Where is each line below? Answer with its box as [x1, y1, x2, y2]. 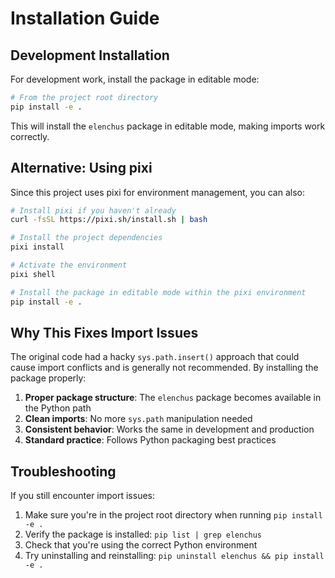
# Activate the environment [10, 260, 128, 271]
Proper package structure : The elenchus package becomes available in [24, 392, 322, 404]
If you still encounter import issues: [10, 490, 156, 502]
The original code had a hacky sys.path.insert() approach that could [10, 351, 300, 363]
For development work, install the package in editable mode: [10, 73, 260, 85]
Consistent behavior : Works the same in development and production [24, 423, 315, 436]
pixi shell [10, 269, 56, 279]
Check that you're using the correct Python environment [24, 539, 258, 551]
